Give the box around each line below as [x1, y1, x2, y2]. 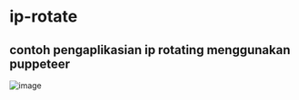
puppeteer [9, 56, 71, 71]
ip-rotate [9, 6, 78, 27]
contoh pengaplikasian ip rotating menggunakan [9, 42, 291, 58]
